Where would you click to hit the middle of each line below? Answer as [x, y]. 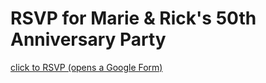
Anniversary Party [88, 39]
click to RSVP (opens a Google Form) [86, 67]
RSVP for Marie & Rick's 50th [133, 18]
